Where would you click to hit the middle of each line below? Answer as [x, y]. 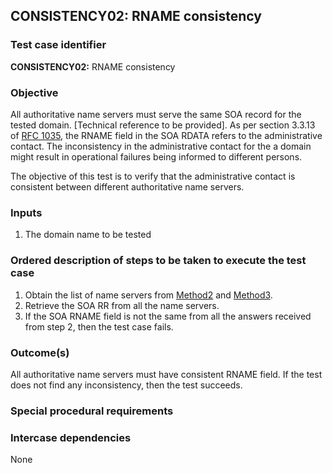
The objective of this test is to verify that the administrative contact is [153, 176]
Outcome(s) [40, 352]
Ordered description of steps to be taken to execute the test [158, 261]
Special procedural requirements [92, 411]
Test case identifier [58, 45]
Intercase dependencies [71, 437]
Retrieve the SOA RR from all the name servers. [122, 305]
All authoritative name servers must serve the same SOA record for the [156, 114]
